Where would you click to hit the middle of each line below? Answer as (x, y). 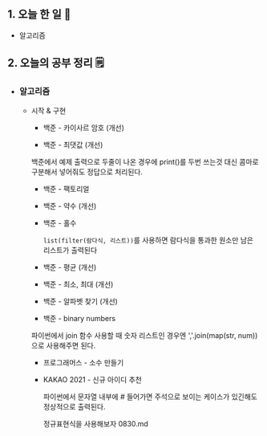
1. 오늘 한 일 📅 (39, 14)
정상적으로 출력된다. (74, 406)
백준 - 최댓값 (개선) (73, 145)
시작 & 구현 (49, 110)
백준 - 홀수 (60, 222)
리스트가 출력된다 (70, 250)
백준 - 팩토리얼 (66, 189)
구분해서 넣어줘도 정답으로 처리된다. (87, 172)
